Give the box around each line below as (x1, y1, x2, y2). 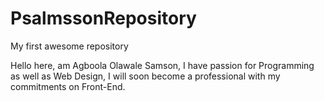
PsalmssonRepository (10, 7, 197, 30)
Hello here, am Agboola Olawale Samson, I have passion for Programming (10, 59, 315, 71)
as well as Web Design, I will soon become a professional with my (10, 70, 281, 82)
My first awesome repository (10, 40, 129, 52)
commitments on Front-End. (10, 80, 126, 92)
